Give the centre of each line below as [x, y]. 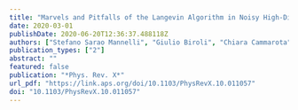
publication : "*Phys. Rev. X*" [67, 75]
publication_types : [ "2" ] [57, 51]
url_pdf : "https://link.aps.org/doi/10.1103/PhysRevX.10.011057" [132, 83]
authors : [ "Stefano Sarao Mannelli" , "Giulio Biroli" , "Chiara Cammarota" [150, 42]
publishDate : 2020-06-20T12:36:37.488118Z [89, 34]
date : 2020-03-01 [41, 26]
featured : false [39, 67]
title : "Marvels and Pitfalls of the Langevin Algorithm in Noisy [134, 17]
